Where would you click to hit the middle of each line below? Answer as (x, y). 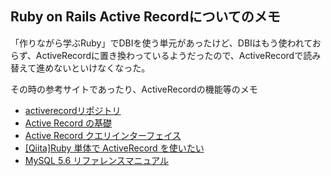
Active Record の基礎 (68, 123)
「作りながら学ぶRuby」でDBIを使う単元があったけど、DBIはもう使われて (161, 43)
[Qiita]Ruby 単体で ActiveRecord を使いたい (114, 148)
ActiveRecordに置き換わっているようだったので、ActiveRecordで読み (178, 55)
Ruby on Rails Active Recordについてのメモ (145, 17)
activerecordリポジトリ (73, 110)
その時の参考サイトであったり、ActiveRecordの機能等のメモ (134, 89)
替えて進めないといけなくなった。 (80, 68)
